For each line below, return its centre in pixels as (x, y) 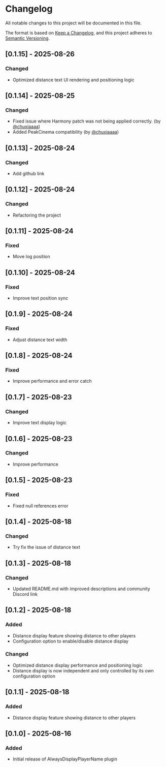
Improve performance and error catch (52, 381)
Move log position (31, 257)
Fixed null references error (40, 506)
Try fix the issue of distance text (46, 547)
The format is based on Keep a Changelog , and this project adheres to (79, 33)
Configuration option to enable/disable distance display (70, 641)
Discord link (25, 594)
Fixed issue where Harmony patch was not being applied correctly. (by (87, 121)
